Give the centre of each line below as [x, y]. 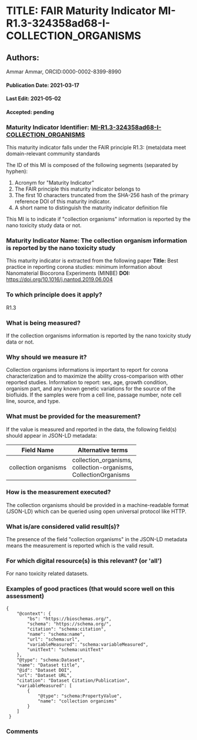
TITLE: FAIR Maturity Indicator [81, 11]
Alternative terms [103, 450]
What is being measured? [44, 323]
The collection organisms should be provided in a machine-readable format [98, 505]
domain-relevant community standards [53, 154]
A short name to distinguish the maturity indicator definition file [91, 208]
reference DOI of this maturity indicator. [63, 202]
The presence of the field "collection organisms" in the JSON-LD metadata [97, 539]
